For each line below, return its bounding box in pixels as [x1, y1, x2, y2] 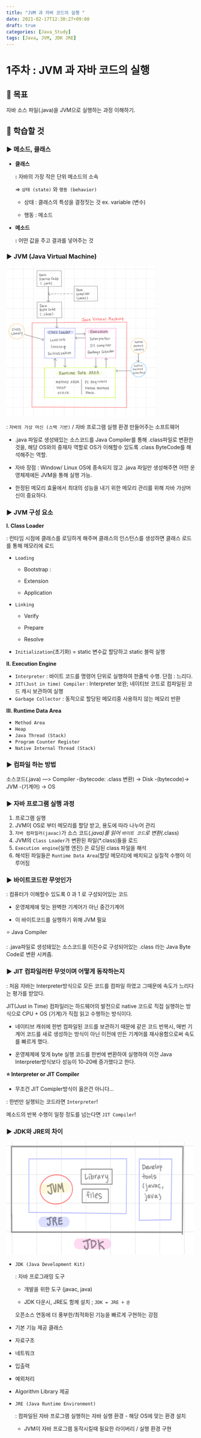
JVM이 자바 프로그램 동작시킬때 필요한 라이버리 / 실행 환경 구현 [23, 1425, 172, 1432]
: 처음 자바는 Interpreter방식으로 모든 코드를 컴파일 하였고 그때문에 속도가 [6, 982, 178, 989]
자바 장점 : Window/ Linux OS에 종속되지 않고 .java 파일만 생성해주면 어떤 [14, 464, 189, 472]
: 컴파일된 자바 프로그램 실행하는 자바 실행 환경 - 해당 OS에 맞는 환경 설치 [14, 1412, 186, 1419]
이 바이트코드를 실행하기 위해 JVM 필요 [14, 916, 107, 923]
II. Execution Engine [6, 660, 57, 668]
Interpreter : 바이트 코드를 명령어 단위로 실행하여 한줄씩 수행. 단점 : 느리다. [14, 672, 193, 680]
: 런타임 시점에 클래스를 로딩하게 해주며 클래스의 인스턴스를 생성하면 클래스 [6, 535, 181, 542]
